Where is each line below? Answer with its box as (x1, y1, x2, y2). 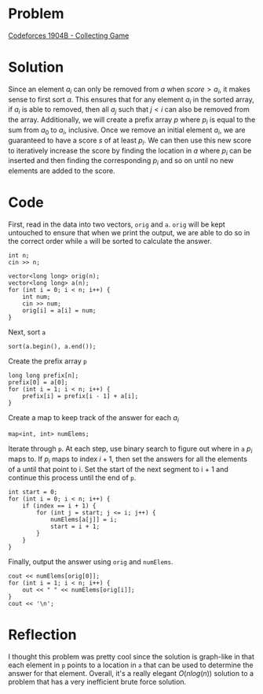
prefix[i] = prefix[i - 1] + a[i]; (22, 393, 139, 401)
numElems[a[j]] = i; (49, 515, 118, 523)
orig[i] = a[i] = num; (22, 307, 97, 315)
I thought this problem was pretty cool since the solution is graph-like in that (8, 652, 255, 661)
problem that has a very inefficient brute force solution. (8, 677, 187, 686)
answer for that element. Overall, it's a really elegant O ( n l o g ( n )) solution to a (8, 668, 254, 677)
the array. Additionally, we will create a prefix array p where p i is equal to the (8, 115, 256, 127)
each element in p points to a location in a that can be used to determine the (8, 660, 254, 670)
